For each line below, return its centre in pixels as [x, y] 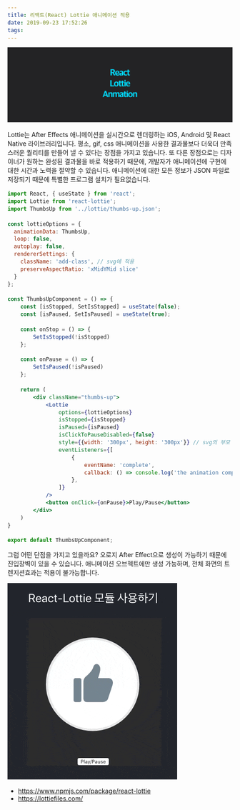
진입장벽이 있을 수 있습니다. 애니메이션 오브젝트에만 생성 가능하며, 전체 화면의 [115, 564]
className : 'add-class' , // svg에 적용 [77, 262]
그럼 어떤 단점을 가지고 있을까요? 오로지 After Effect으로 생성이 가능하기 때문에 [117, 555]
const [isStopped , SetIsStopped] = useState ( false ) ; [100, 307]
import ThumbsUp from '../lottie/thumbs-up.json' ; [84, 209]
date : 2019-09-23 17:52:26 [47, 22]
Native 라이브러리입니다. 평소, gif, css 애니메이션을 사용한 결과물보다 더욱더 [113, 144]
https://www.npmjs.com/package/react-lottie [84, 791]
